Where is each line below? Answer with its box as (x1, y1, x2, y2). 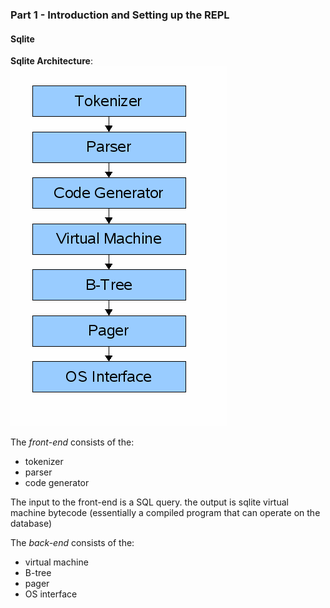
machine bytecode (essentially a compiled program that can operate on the (10, 507, 321, 519)
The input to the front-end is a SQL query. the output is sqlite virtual (10, 496, 289, 508)
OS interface (24, 588, 78, 600)
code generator (24, 477, 90, 489)
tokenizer (24, 456, 64, 468)
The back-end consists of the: (10, 537, 135, 549)
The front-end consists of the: (10, 436, 135, 448)
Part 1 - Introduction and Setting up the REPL (10, 8, 230, 22)
